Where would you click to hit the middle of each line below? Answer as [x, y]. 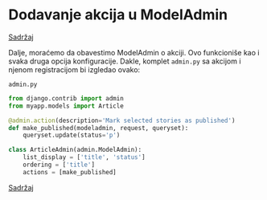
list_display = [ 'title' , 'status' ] [84, 157]
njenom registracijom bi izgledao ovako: [74, 69]
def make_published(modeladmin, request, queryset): [99, 128]
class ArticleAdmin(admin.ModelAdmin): [75, 150]
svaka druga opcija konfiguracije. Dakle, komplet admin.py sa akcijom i [125, 61]
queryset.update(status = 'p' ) [72, 135]
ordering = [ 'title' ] [59, 165]
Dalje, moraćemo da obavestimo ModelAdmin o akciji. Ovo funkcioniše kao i [134, 52]
